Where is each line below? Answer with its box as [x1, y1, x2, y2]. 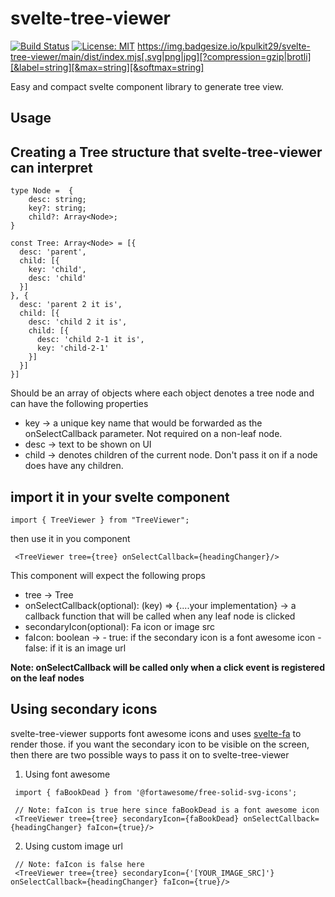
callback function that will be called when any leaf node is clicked [24, 610, 296, 622]
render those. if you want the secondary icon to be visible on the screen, [10, 738, 310, 750]
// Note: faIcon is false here [14, 859, 145, 869]
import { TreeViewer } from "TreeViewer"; [10, 515, 190, 525]
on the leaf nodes [10, 672, 85, 684]
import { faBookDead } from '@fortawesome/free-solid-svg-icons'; [14, 787, 298, 797]
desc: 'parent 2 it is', [19, 300, 123, 310]
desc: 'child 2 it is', [28, 317, 128, 327]
